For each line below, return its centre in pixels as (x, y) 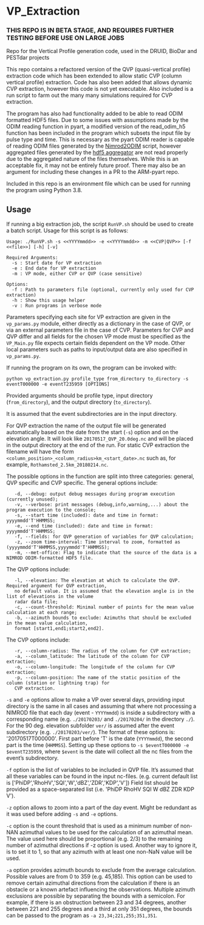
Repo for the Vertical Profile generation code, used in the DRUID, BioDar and (102, 51)
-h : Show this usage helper (49, 301)
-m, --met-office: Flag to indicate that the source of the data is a (106, 553)
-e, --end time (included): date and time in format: (84, 526)
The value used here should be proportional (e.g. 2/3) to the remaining (94, 839)
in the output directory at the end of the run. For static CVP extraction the (98, 445)
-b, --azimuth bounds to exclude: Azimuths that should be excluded (103, 618)
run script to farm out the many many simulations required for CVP (90, 95)
